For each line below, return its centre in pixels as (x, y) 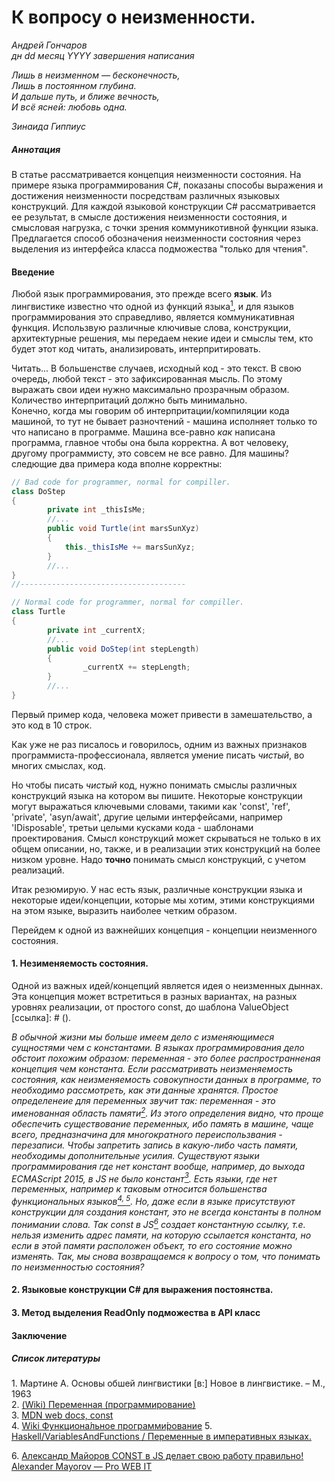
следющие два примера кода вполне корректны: (117, 463)
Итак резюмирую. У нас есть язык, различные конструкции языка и (157, 889)
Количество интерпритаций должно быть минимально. (129, 400)
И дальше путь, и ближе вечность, (85, 96)
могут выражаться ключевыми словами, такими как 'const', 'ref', (151, 806)
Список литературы (56, 1358)
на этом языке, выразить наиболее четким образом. (124, 910)
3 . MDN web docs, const (62, 1415)
